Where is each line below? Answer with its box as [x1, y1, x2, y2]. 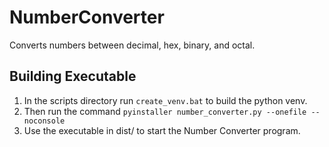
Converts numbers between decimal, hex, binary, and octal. [9, 39, 256, 51]
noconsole [23, 116, 66, 126]
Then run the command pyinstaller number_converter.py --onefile [23, 105, 307, 117]
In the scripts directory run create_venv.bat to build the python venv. [23, 94, 308, 106]
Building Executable [9, 68, 137, 85]
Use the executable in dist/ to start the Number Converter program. [23, 124, 301, 136]
